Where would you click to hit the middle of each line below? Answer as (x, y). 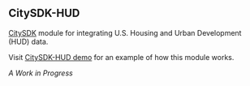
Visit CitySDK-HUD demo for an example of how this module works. (121, 57)
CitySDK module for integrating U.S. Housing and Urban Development (125, 32)
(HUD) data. (28, 41)
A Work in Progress (41, 73)
